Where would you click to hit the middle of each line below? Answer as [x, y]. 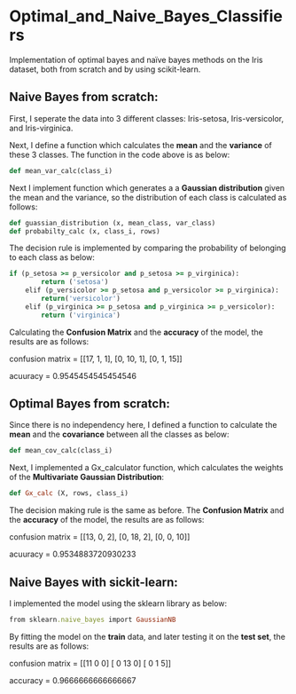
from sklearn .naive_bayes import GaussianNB [93, 619]
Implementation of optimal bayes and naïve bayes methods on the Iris [136, 59]
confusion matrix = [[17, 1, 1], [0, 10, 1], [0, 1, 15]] [96, 359]
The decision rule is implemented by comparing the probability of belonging [148, 248]
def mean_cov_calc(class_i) [61, 451]
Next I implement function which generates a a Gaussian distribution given [147, 187]
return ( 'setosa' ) [75, 282]
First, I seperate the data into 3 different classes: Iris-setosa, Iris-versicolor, [147, 118]
